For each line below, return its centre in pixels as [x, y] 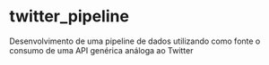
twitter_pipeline [69, 16]
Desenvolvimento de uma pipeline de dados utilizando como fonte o [135, 41]
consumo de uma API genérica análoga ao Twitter [101, 50]
